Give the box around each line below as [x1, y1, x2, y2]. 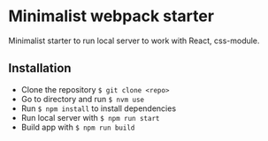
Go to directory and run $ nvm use [20, 93, 145, 104]
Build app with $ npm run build [20, 122, 135, 132]
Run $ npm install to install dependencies [20, 103, 177, 114]
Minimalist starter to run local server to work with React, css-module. [8, 35, 260, 46]
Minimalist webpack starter [8, 6, 214, 26]
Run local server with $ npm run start [20, 112, 160, 122]
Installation [8, 61, 72, 76]
